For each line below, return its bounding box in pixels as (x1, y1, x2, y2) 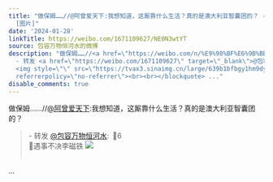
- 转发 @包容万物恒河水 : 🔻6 (28, 131, 122, 141)
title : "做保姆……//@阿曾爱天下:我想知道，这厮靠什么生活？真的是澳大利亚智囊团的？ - (8, 11, 266, 20)
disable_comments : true (8, 80, 89, 88)
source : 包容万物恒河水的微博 (8, 42, 99, 50)
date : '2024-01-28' (8, 27, 75, 35)
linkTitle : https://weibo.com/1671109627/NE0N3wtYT (8, 34, 187, 43)
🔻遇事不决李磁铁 (28, 141, 84, 150)
